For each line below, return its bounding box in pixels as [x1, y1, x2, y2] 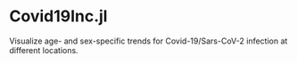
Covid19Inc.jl [9, 6, 108, 27]
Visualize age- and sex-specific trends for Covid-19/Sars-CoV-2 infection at [9, 35, 288, 46]
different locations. [9, 44, 78, 55]
